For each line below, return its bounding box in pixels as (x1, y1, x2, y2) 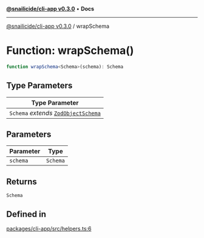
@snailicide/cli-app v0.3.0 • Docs (6, 5, 95, 12)
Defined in (6, 209, 47, 219)
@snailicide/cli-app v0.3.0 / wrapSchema (6, 22, 110, 30)
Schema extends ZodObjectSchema (9, 108, 101, 117)
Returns (6, 176, 38, 187)
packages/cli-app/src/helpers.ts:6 (6, 225, 92, 233)
